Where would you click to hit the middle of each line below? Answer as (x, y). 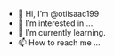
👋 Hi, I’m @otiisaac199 (58, 14)
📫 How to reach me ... (59, 43)
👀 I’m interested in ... (55, 23)
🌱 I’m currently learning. (61, 32)
